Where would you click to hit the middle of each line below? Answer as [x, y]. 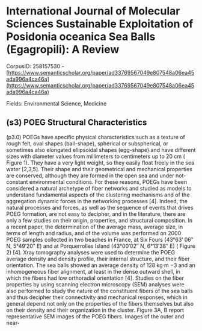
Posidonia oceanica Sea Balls [81, 37]
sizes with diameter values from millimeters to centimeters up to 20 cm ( [96, 156]
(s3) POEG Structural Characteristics [77, 123]
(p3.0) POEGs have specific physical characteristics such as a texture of [96, 137]
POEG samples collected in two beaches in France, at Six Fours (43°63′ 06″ [100, 239]
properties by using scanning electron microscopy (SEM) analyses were [95, 284]
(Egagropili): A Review [63, 50]
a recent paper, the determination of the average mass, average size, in [95, 227]
